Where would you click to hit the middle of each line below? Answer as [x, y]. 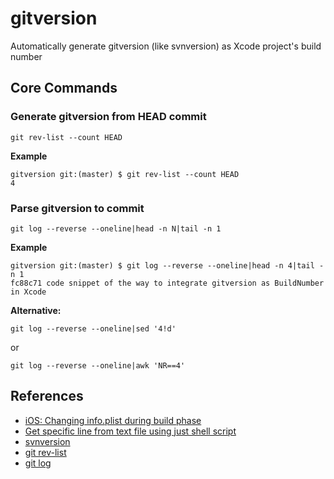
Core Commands [64, 88]
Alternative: [36, 310]
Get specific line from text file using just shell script [130, 431]
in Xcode [28, 292]
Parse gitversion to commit [77, 208]
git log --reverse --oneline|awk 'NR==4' [98, 365]
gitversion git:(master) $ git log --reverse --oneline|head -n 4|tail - [167, 265]
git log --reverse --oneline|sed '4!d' [93, 328]
